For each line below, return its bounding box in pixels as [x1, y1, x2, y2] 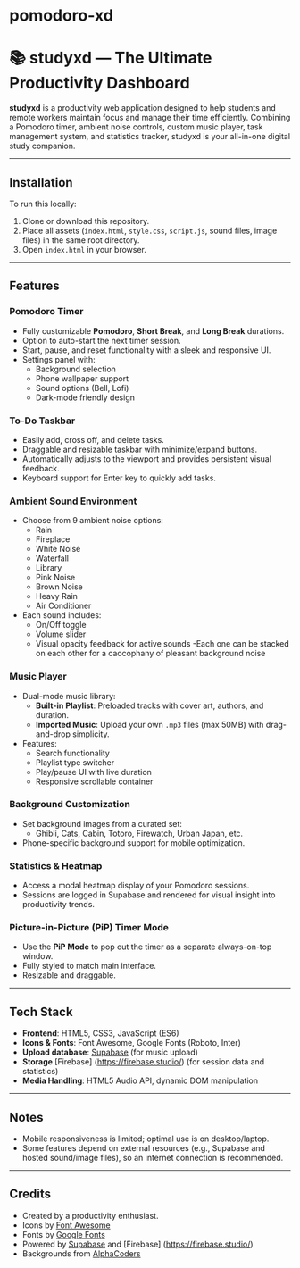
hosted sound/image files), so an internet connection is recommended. [21, 1153, 284, 1164]
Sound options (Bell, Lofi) [35, 382, 129, 393]
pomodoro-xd [9, 5, 114, 26]
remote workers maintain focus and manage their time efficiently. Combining [9, 113, 291, 123]
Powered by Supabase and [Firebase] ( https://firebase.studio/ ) [21, 1239, 254, 1249]
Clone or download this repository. [21, 215, 150, 226]
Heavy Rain [35, 591, 79, 602]
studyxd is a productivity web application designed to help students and [9, 103, 277, 113]
